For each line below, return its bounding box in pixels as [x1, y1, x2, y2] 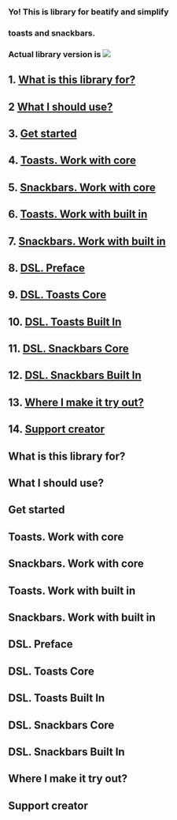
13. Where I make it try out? [8, 395, 144, 409]
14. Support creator [8, 422, 105, 436]
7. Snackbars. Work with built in [8, 234, 167, 248]
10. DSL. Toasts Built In [8, 315, 122, 328]
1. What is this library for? [8, 74, 136, 87]
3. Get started [8, 127, 77, 140]
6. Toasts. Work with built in [8, 208, 148, 221]
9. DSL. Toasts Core [8, 288, 107, 302]
